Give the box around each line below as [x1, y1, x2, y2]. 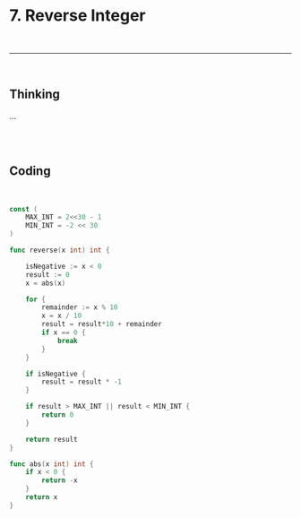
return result [25, 435, 78, 444]
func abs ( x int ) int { [9, 459, 94, 469]
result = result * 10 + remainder [41, 320, 163, 329]
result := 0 [25, 270, 70, 279]
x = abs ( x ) [25, 279, 66, 288]
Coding [9, 163, 51, 179]
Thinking [9, 87, 61, 102]
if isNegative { [25, 369, 87, 378]
